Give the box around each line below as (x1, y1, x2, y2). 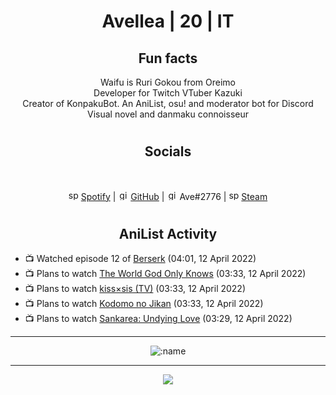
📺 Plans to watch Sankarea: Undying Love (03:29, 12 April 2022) (24, 313, 293, 325)
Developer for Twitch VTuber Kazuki (93, 87, 243, 99)
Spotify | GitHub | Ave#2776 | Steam (80, 190, 268, 202)
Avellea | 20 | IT (101, 10, 235, 33)
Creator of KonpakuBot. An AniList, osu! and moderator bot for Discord (22, 98, 314, 109)
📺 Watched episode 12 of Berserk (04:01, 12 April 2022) (24, 253, 257, 265)
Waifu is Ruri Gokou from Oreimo (99, 76, 237, 88)
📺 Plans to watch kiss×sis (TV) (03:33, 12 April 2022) (24, 283, 247, 295)
